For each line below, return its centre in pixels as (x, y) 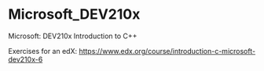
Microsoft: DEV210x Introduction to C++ (73, 36)
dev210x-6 (26, 59)
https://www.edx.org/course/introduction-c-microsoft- (167, 51)
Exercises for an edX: (42, 51)
